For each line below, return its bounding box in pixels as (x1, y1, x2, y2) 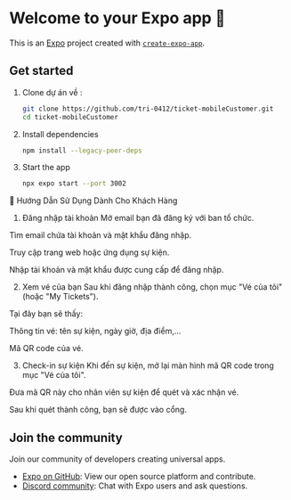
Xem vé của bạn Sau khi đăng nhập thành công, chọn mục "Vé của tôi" (21, 282, 283, 292)
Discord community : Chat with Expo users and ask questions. (21, 480, 248, 491)
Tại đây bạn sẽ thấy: (9, 308, 83, 319)
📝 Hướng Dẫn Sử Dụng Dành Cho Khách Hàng (9, 195, 178, 206)
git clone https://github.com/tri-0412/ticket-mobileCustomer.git (21, 104, 274, 113)
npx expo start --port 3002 (21, 179, 126, 188)
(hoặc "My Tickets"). (21, 291, 100, 302)
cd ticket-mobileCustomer (21, 112, 118, 121)
